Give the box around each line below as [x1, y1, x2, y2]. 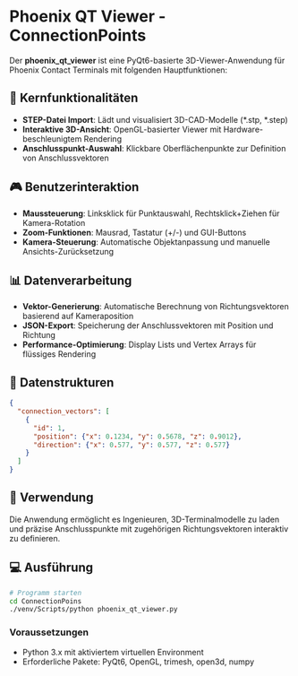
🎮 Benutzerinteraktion [9, 179, 140, 195]
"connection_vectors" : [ [17, 407, 110, 416]
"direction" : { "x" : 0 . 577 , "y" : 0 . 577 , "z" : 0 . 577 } [32, 440, 231, 449]
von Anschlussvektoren [21, 152, 109, 163]
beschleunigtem [21, 133, 82, 144]
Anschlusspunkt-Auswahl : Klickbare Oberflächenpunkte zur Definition [21, 143, 286, 153]
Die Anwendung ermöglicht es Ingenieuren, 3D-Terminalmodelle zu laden [9, 514, 280, 524]
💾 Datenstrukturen [9, 375, 115, 390]
